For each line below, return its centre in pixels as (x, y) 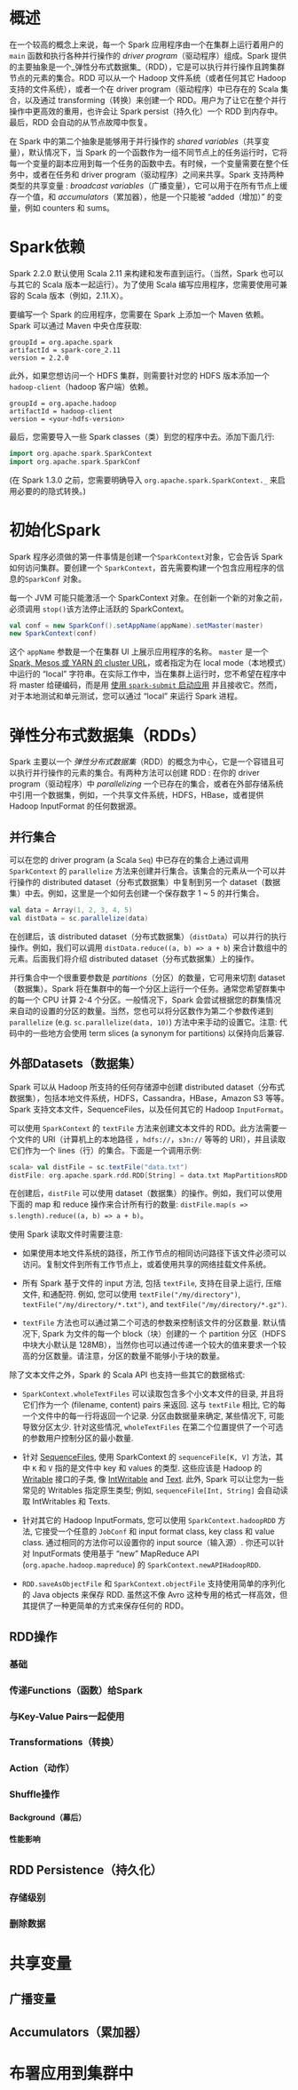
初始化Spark (55, 530)
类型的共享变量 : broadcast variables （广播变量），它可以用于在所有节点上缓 (149, 185)
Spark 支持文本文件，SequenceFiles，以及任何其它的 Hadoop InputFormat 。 (149, 1109)
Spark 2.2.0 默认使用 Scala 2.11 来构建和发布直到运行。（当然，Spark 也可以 (146, 273)
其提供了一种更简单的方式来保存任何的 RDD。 (105, 1606)
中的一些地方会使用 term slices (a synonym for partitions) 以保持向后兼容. (151, 1033)
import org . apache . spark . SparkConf (75, 462)
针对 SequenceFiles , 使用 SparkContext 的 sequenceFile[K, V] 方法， (149, 1457)
